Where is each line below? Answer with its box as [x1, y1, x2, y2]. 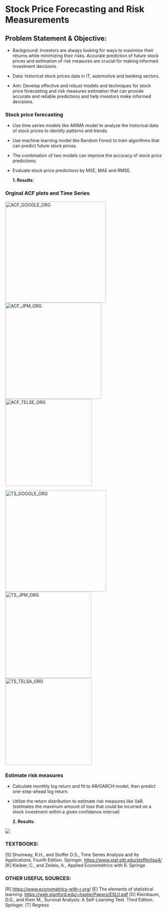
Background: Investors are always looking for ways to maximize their [12, 48, 154, 53]
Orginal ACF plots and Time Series [5, 190, 90, 197]
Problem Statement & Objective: [5, 34, 107, 43]
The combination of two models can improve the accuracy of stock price [12, 153, 162, 159]
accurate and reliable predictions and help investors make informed [12, 94, 151, 99]
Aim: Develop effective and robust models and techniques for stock [12, 83, 151, 89]
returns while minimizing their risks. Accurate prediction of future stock [12, 53, 159, 59]
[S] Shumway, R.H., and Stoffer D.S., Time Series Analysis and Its [5, 852, 139, 858]
